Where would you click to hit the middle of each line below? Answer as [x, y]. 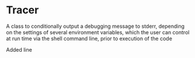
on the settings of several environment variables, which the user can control [98, 32]
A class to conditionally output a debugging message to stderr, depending [95, 26]
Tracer [23, 10]
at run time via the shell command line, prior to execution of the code [89, 38]
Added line [19, 49]
